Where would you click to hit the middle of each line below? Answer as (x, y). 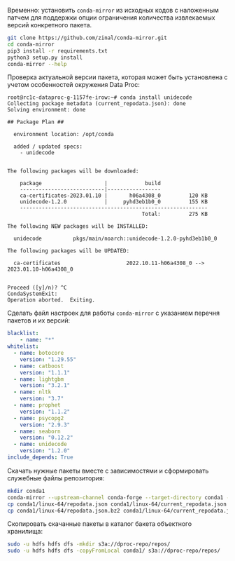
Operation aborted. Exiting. (51, 300)
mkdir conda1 (26, 491)
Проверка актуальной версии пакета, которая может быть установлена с (117, 77)
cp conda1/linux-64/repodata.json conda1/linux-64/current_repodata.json (117, 504)
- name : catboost (39, 366)
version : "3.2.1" (45, 386)
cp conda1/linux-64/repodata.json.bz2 (64, 511)
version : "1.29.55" (48, 359)
